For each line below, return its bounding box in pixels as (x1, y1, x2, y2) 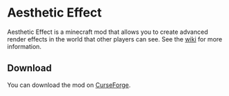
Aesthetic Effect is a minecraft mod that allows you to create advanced (7, 28, 208, 36)
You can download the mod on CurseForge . (7, 81, 131, 89)
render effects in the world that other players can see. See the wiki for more (7, 35, 223, 43)
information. (7, 42, 42, 50)
